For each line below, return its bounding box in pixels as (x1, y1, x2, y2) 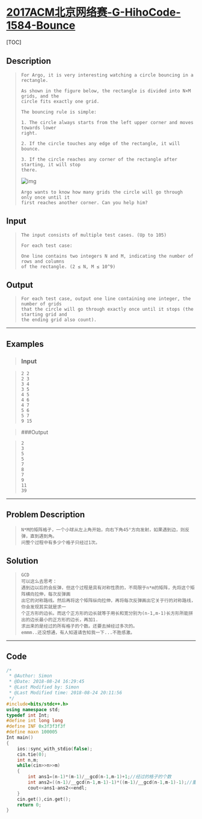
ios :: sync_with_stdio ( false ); (17, 746, 93, 752)
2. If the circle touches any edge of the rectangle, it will (20, 140, 180, 146)
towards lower (20, 125, 57, 131)
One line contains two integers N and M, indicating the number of (20, 253, 194, 259)
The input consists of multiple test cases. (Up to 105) (20, 232, 167, 238)
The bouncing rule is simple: (20, 109, 97, 115)
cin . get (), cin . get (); (17, 796, 71, 802)
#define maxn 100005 (6, 729, 58, 735)
